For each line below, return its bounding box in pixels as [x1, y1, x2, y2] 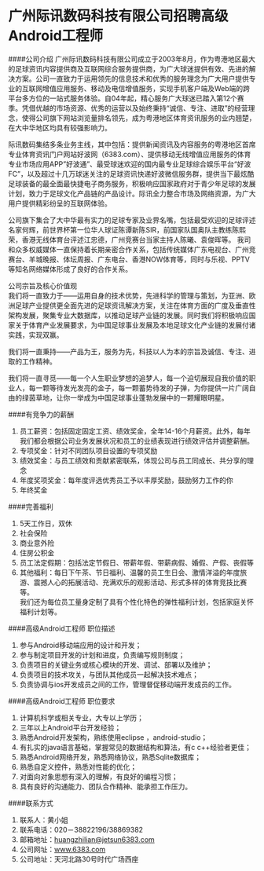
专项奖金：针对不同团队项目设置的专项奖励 [19, 445, 158, 456]
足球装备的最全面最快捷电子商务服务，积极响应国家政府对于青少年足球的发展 [8, 178, 256, 188]
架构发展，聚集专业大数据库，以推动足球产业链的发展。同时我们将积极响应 [8, 310, 249, 320]
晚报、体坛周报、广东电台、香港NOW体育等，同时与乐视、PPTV [42, 254, 250, 264]
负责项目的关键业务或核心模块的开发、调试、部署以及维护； [19, 660, 213, 669]
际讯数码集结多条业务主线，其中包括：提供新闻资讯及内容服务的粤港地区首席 [8, 139, 256, 149]
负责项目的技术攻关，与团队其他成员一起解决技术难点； [19, 669, 199, 679]
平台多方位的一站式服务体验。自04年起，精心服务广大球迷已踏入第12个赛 [8, 93, 245, 103]
